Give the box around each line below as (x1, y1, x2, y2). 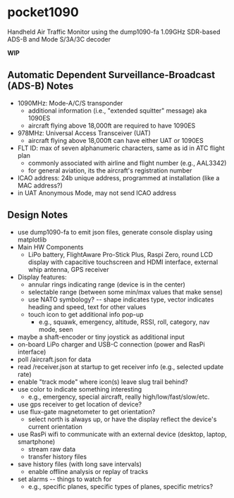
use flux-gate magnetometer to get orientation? (17, 407, 156, 416)
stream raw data (27, 444, 76, 453)
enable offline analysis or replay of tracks (27, 467, 149, 475)
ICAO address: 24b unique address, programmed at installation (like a (17, 173, 220, 182)
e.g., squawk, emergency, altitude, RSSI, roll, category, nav (38, 318, 210, 326)
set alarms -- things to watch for (17, 475, 112, 483)
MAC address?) (17, 181, 63, 189)
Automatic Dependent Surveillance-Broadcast (7, 69, 216, 81)
